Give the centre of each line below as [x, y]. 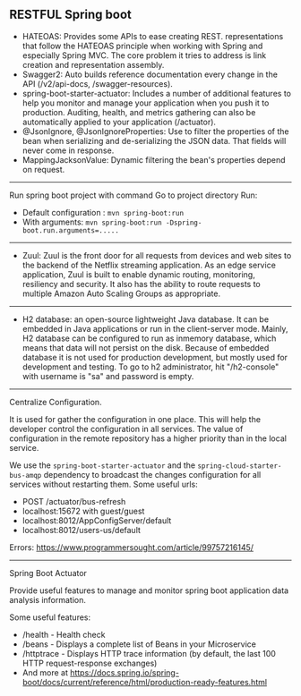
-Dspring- [184, 223]
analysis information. [48, 599]
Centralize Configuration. [56, 402]
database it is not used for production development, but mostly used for [155, 357]
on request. [43, 169]
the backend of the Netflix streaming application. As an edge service [149, 265]
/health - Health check [64, 634]
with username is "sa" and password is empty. [108, 376]
